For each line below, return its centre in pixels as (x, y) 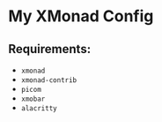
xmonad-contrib (49, 80)
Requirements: (50, 49)
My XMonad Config (81, 16)
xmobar (33, 99)
